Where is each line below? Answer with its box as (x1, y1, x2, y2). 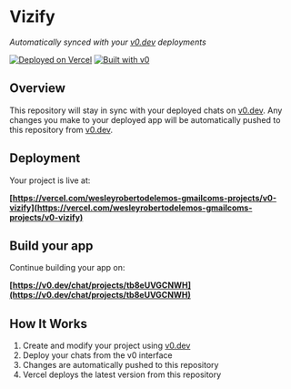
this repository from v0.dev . (9, 124, 114, 135)
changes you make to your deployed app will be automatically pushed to (9, 114, 281, 125)
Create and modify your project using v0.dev (22, 340, 191, 352)
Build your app (9, 238, 94, 253)
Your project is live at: (9, 175, 91, 186)
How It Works (9, 316, 88, 332)
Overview (9, 80, 66, 97)
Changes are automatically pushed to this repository (22, 360, 219, 371)
